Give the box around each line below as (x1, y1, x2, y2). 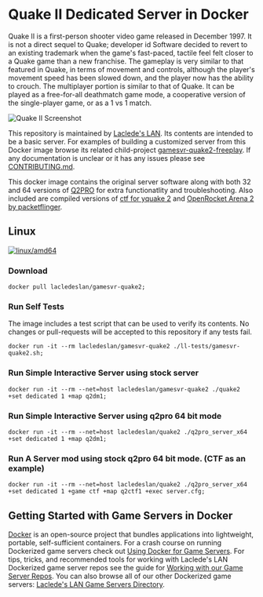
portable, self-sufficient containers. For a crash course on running (8, 538, 222, 548)
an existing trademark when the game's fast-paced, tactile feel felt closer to (8, 48, 254, 57)
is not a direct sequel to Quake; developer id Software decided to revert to (8, 39, 248, 49)
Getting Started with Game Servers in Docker (8, 508, 233, 522)
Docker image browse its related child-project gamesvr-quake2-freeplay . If (8, 145, 251, 155)
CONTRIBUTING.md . (8, 162, 75, 171)
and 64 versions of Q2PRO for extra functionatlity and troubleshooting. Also (8, 185, 254, 195)
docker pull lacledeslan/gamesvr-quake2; (8, 283, 146, 291)
